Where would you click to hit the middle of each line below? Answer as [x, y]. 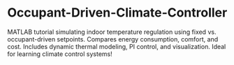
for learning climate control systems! [60, 54]
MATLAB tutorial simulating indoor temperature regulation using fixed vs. [112, 32]
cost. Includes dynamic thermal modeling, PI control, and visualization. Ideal [117, 46]
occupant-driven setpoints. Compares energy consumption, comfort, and [113, 39]
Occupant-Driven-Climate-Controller [117, 13]
